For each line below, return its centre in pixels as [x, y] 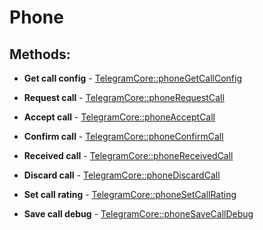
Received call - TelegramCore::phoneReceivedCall [128, 155]
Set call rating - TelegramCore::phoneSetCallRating [130, 194]
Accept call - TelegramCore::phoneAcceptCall [119, 117]
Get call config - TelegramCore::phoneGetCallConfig [133, 78]
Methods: [40, 54]
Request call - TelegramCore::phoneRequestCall [124, 97]
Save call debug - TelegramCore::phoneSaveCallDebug [138, 214]
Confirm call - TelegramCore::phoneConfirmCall [123, 136]
